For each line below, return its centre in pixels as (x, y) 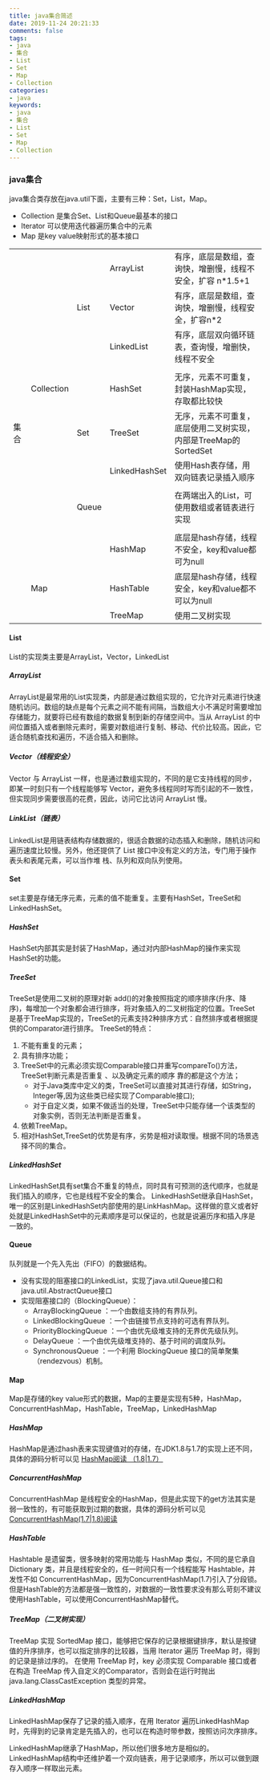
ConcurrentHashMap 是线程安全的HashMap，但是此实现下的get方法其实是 (133, 1499)
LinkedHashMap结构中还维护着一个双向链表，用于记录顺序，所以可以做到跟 (134, 1758)
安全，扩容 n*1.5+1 (212, 280)
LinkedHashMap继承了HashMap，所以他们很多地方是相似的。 (111, 1748)
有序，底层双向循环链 (215, 335)
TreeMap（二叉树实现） (49, 1619)
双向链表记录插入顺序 (215, 477)
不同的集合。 (49, 1145)
